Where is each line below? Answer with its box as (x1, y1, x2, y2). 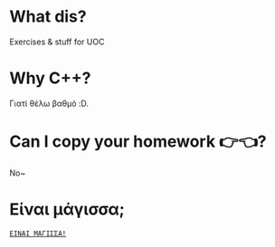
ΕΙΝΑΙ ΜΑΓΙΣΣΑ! (9, 229, 67, 238)
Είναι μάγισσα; (9, 199, 125, 219)
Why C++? (9, 68, 91, 89)
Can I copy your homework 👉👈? (9, 131, 267, 152)
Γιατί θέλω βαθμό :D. (9, 98, 89, 109)
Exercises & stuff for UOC (9, 36, 105, 47)
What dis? (9, 6, 88, 27)
